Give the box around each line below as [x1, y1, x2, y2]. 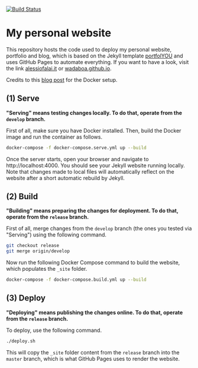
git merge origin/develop [6, 248, 70, 254]
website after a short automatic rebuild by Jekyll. [6, 174, 125, 181]
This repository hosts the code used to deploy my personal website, [6, 46, 172, 53]
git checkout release [6, 243, 60, 249]
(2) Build [6, 191, 38, 201]
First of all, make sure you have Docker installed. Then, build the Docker [6, 127, 181, 134]
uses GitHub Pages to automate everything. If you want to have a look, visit [6, 58, 189, 65]
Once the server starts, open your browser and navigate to [6, 155, 149, 162]
